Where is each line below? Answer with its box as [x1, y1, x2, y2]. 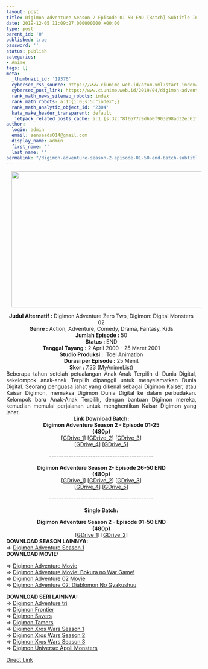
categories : [6, 54, 36, 60]
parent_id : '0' [6, 31, 45, 37]
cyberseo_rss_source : [11, 82, 66, 88]
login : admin [11, 127, 45, 133]
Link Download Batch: [73, 415, 130, 423]
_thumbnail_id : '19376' [11, 76, 71, 82]
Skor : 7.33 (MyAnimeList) [69, 363, 134, 371]
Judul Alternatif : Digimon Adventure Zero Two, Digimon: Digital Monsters [8, 312, 194, 320]
